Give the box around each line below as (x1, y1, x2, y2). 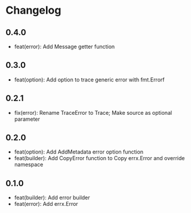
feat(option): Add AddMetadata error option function (14, 148, 144, 155)
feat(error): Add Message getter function (14, 43, 115, 50)
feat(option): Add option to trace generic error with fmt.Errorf (14, 76, 165, 83)
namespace (14, 161, 44, 168)
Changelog (5, 4, 61, 17)
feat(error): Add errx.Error (14, 201, 78, 208)
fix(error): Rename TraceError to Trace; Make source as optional (14, 109, 172, 116)
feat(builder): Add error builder (14, 194, 90, 201)
